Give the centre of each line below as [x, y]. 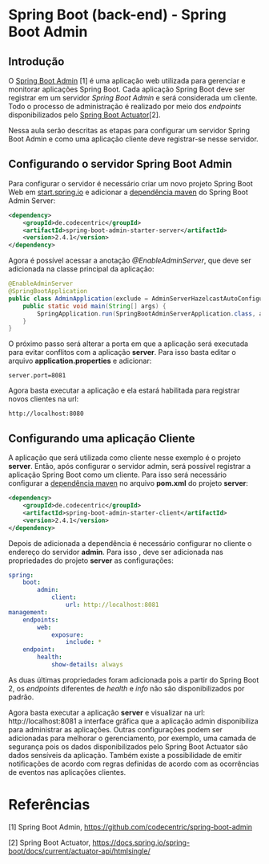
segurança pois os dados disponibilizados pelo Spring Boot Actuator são [128, 746]
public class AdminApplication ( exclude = [78, 299]
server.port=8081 [37, 376]
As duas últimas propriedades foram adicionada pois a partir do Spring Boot [134, 679]
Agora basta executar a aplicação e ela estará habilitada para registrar [124, 390]
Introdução [36, 61]
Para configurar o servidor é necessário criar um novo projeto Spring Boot [131, 183]
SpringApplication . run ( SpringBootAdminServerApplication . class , [147, 314]
